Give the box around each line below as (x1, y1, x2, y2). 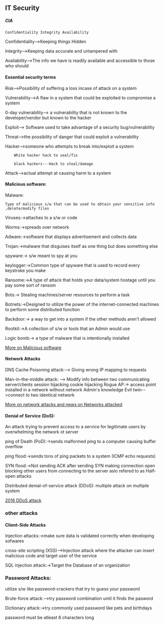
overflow (5, 444, 23, 449)
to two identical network (25, 392, 75, 398)
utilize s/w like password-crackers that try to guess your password (5, 586, 140, 592)
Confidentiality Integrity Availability (5, 30, 89, 35)
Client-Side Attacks (5, 522, 46, 528)
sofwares (5, 538, 25, 544)
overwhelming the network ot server (5, 429, 79, 435)
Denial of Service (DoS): (5, 413, 55, 418)
